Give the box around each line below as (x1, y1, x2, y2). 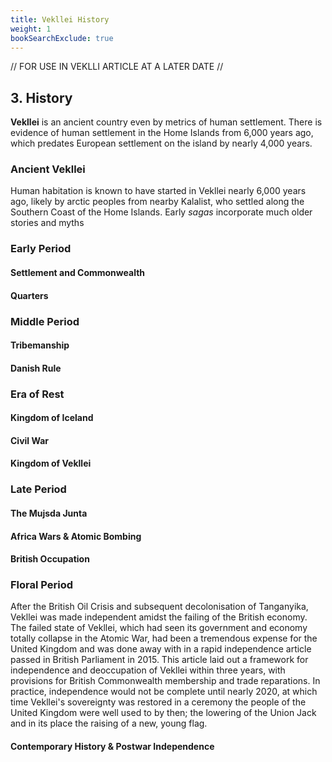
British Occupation (10, 553, 90, 565)
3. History (10, 89, 73, 106)
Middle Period (10, 314, 80, 328)
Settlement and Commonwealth (10, 267, 146, 278)
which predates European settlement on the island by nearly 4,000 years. (10, 137, 313, 150)
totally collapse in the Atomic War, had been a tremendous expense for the (10, 632, 318, 645)
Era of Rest (10, 387, 65, 401)
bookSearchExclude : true (10, 33, 114, 43)
